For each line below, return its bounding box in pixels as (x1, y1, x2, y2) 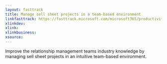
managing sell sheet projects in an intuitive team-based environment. (5, 53, 147, 59)
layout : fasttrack (5, 7, 43, 12)
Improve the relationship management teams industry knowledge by (5, 48, 145, 54)
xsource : (5, 35, 23, 40)
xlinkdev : (5, 21, 26, 26)
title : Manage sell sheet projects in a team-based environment (5, 12, 141, 17)
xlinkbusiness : (5, 30, 37, 35)
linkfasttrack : (5, 16, 37, 21)
